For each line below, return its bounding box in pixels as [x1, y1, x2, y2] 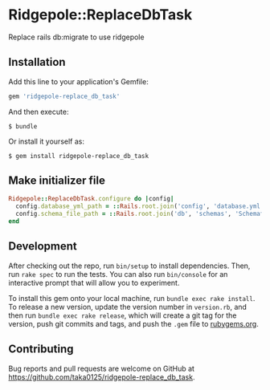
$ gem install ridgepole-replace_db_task [8, 152, 149, 160]
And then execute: [8, 107, 69, 116]
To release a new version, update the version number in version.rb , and [8, 302, 247, 311]
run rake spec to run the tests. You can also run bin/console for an [8, 269, 228, 278]
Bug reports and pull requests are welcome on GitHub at [8, 364, 195, 373]
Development [8, 239, 78, 254]
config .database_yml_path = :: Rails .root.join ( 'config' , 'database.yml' [15, 202, 264, 210]
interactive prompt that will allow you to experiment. [8, 278, 180, 287]
